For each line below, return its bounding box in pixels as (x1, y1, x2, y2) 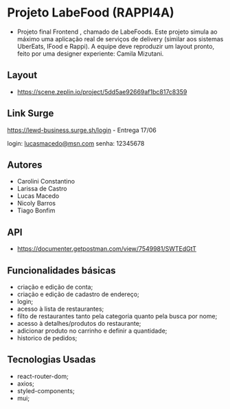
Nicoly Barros (16, 199, 56, 208)
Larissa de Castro (16, 184, 67, 193)
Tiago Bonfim (16, 206, 56, 214)
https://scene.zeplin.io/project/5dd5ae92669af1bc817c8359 (16, 87, 187, 96)
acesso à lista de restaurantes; (16, 305, 104, 313)
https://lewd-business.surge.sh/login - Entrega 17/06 (7, 126, 157, 134)
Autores (7, 159, 43, 170)
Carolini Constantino (16, 177, 76, 186)
